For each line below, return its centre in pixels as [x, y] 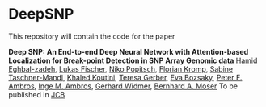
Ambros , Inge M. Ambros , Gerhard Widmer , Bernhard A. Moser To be [123, 86]
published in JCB [37, 94]
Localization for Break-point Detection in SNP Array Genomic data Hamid [133, 60]
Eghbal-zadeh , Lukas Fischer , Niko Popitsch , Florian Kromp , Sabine [121, 68]
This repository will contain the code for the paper [92, 36]
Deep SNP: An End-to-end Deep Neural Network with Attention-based [129, 51]
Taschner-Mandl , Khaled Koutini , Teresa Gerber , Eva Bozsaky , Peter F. [125, 77]
